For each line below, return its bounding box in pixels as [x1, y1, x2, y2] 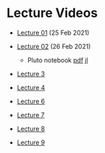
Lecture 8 [16, 124, 45, 132]
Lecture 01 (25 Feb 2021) [16, 28, 89, 37]
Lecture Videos [6, 5, 98, 21]
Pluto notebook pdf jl [27, 55, 89, 64]
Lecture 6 [16, 97, 45, 106]
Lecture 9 [16, 138, 45, 147]
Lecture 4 [16, 83, 45, 91]
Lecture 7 [16, 110, 45, 119]
